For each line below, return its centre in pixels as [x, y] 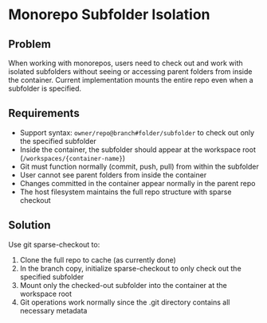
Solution [29, 226]
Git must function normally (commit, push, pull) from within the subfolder [139, 166]
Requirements [44, 113]
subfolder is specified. [45, 88]
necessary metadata [53, 310]
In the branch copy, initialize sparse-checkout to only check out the [130, 268]
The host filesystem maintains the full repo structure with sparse [126, 192]
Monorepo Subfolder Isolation [109, 15]
